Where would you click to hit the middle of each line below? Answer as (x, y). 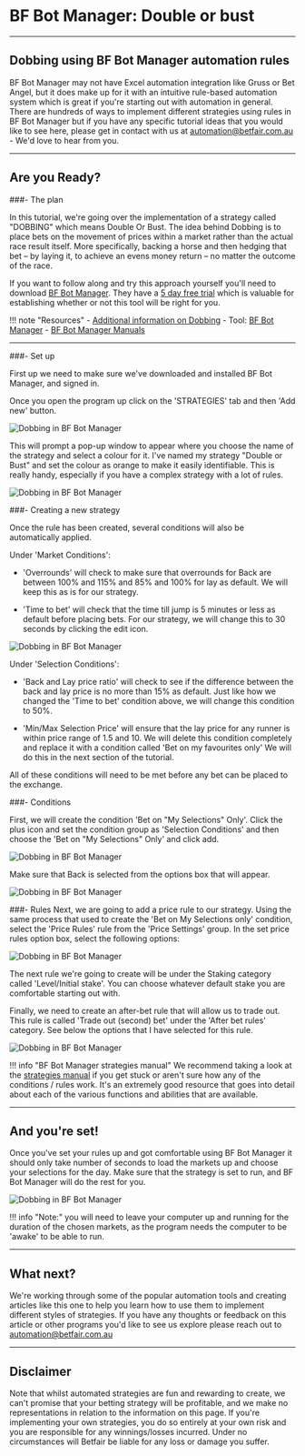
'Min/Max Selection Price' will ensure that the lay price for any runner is (156, 728)
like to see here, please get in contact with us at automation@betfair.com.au (151, 131)
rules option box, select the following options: (94, 939)
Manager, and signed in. (54, 383)
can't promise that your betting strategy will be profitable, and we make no (149, 1403)
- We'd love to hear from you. (64, 140)
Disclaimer (40, 1371)
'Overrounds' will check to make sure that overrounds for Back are (147, 572)
